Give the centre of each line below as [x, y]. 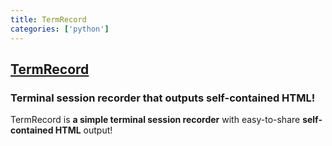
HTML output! [83, 130]
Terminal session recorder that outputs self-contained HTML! [163, 98]
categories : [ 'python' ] [60, 29]
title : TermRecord [48, 19]
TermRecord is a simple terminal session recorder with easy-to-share [155, 120]
